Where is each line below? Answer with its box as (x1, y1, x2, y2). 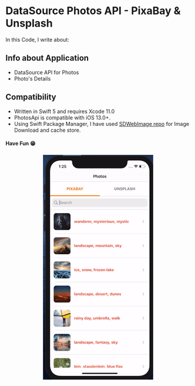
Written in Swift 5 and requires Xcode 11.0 (14, 108, 115, 115)
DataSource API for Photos (14, 69, 79, 76)
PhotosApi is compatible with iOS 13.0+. (14, 114, 111, 121)
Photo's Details (14, 75, 51, 82)
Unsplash (5, 16, 53, 30)
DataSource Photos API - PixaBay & (5, 4, 181, 18)
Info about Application (5, 53, 89, 63)
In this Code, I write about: (5, 36, 70, 43)
